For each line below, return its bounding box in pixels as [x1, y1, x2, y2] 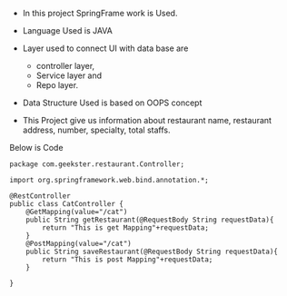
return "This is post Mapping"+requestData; [42, 255, 213, 264]
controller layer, [35, 61, 95, 71]
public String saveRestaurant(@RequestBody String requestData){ [25, 247, 279, 256]
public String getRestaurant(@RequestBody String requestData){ [25, 215, 274, 224]
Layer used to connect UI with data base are [22, 43, 189, 54]
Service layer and [35, 70, 103, 81]
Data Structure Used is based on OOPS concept [22, 97, 203, 108]
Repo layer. [35, 80, 79, 90]
